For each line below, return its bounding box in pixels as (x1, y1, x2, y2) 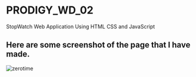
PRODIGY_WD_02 (6, 4, 94, 17)
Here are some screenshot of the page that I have (6, 40, 191, 50)
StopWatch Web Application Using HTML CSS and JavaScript (6, 23, 155, 30)
